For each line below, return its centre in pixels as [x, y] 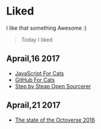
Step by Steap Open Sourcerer [53, 86]
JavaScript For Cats [39, 73]
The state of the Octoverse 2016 [55, 120]
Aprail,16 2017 [33, 59]
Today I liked [37, 39]
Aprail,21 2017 [33, 105]
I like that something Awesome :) [47, 28]
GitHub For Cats [35, 79]
